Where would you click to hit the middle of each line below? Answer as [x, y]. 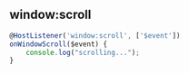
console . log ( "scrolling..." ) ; [83, 52]
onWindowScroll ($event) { [58, 44]
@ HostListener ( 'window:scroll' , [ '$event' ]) [95, 35]
